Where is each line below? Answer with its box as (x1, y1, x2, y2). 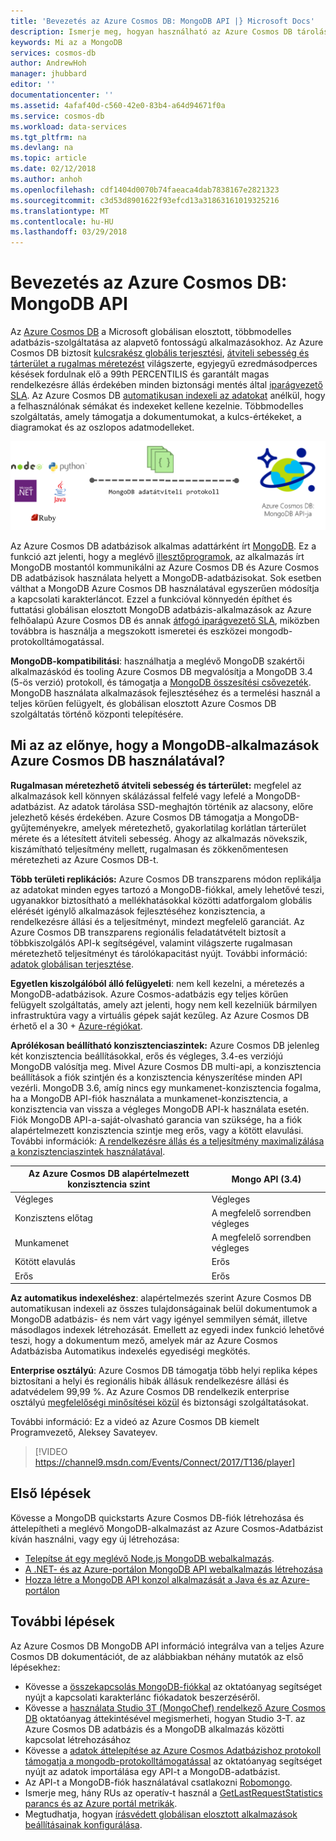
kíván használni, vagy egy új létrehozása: (10, 1533, 180, 1545)
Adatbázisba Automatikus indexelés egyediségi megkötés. (10, 1345, 251, 1357)
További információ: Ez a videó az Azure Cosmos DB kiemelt (10, 1416, 260, 1427)
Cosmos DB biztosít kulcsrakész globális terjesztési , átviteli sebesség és (10, 347, 310, 359)
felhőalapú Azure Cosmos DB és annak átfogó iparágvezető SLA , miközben (10, 614, 320, 626)
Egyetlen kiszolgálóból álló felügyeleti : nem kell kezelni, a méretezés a (10, 977, 305, 989)
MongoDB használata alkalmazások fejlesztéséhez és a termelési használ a (10, 686, 321, 699)
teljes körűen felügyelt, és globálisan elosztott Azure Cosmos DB (10, 697, 277, 709)
